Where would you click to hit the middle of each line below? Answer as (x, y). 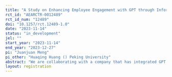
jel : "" (14, 38)
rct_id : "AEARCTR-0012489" (34, 15)
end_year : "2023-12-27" (31, 48)
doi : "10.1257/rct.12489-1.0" (38, 24)
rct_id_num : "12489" (27, 19)
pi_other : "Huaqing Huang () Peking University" (58, 57)
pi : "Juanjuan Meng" (27, 52)
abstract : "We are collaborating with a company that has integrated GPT (86, 62)
